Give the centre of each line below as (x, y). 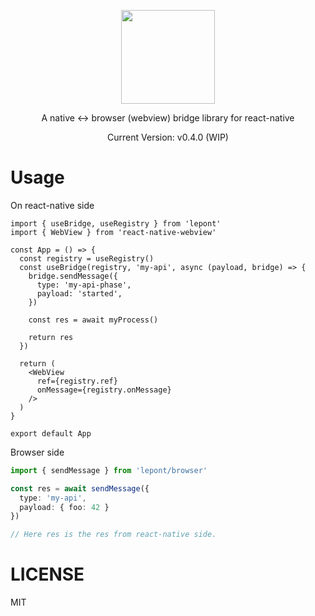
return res (51, 337)
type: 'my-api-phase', (84, 285)
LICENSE (47, 574)
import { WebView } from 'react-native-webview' (113, 232)
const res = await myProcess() (93, 320)
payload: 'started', (79, 293)
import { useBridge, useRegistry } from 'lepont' (116, 223)
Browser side (37, 452)
